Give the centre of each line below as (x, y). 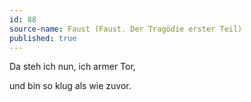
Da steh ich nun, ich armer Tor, (72, 67)
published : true (43, 38)
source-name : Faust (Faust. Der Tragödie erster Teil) (126, 29)
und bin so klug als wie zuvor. (70, 86)
